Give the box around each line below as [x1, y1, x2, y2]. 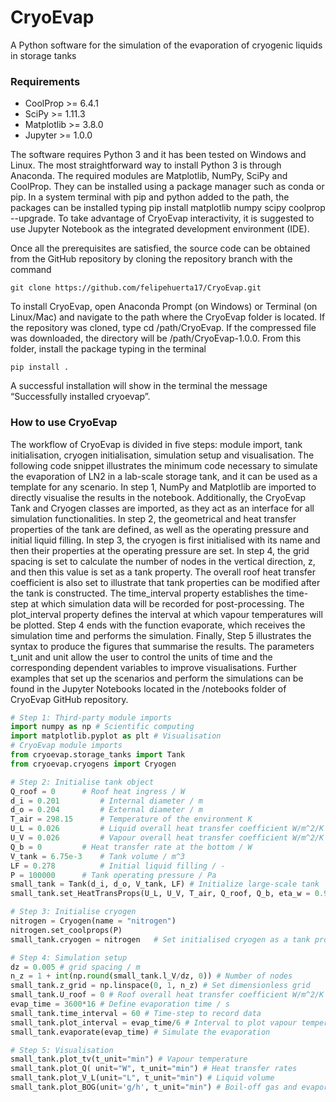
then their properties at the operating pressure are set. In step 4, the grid [10, 544, 310, 556]
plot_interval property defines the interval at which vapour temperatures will [10, 608, 323, 620]
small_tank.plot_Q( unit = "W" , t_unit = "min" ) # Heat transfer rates [10, 1064, 298, 1074]
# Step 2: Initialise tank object [10, 777, 155, 787]
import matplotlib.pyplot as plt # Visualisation [10, 731, 222, 741]
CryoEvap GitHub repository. [10, 693, 129, 705]
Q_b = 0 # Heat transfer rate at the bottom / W [10, 842, 253, 852]
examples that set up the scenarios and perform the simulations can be [10, 672, 304, 684]
